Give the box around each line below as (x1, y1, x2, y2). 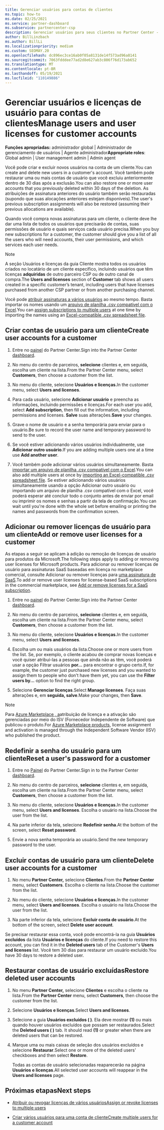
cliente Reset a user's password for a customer (5, 754, 151, 763)
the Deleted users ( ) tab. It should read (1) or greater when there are (12, 1027, 151, 1033)
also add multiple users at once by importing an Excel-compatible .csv (12, 472, 154, 478)
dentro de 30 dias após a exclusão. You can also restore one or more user (5, 180, 153, 186)
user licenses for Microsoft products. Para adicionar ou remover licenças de (5, 561, 158, 567)
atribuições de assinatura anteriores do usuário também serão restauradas (5, 190, 156, 196)
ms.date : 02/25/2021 (5, 16, 47, 21)
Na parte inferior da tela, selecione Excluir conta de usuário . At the (12, 916, 147, 922)
